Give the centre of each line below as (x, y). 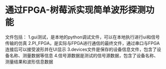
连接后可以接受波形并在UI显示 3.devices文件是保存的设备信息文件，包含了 (81, 49)
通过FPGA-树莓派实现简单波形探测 (75, 10)
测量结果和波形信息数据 (29, 62)
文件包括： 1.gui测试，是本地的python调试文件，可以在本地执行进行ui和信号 (83, 37)
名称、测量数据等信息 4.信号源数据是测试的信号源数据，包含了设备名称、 (84, 55)
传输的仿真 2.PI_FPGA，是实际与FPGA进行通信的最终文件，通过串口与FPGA (83, 43)
